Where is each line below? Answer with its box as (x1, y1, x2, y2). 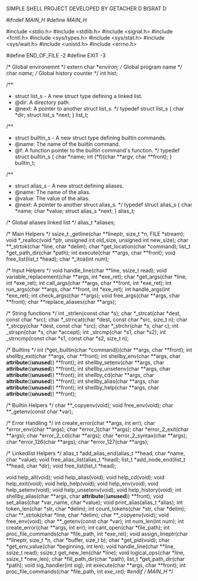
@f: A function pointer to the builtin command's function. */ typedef (14, 147, 180, 154)
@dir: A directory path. (14, 99, 70, 106)
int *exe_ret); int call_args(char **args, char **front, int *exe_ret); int (6, 280, 172, 286)
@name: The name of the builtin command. (14, 141, 120, 147)
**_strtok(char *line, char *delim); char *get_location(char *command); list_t (6, 243, 191, 250)
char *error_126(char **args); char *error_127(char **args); (6, 439, 149, 445)
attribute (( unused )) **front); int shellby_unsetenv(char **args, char (6, 365, 171, 372)
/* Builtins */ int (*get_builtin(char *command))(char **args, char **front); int (6, 346, 193, 353)
